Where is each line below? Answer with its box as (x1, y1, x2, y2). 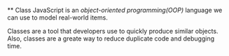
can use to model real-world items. (7, 13, 109, 22)
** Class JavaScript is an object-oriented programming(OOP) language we (7, 6, 223, 14)
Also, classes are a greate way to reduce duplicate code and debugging (7, 34, 215, 43)
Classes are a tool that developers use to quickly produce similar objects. (7, 27, 218, 35)
